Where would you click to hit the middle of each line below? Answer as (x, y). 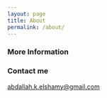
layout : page (27, 14)
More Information (38, 52)
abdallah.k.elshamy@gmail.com (54, 87)
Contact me (28, 71)
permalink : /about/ (36, 27)
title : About (27, 21)
